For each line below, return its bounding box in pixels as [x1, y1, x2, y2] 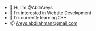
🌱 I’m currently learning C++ [9, 15, 67, 20]
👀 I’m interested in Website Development [9, 10, 92, 15]
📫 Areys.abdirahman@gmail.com [9, 20, 77, 26]
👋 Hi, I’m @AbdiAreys [9, 5, 53, 10]
